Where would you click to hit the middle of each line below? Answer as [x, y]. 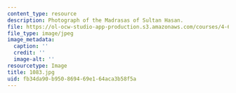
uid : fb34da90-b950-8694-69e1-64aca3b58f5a [72, 79]
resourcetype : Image [38, 66]
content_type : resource [42, 14]
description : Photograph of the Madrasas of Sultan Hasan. [96, 20]
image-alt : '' [34, 59]
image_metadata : [31, 40]
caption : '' [31, 46]
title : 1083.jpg [31, 72]
